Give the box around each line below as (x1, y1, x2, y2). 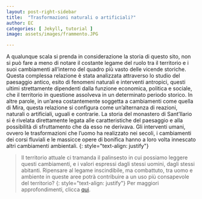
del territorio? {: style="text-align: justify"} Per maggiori (21, 180, 159, 187)
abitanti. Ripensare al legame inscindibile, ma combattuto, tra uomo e (21, 167, 193, 174)
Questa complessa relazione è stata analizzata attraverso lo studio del (6, 72, 180, 79)
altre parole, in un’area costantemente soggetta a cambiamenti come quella (6, 97, 194, 105)
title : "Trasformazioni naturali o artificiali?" (6, 14, 136, 20)
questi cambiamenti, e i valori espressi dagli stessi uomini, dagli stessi (21, 161, 195, 168)
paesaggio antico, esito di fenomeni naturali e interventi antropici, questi (6, 79, 186, 86)
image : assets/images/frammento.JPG (6, 31, 98, 37)
